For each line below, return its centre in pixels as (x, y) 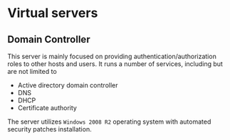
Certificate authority (47, 108)
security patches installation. (49, 129)
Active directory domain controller (68, 85)
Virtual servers (53, 13)
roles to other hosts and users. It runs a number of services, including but (115, 64)
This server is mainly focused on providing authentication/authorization (112, 56)
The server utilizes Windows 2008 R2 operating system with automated (109, 122)
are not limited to (32, 71)
